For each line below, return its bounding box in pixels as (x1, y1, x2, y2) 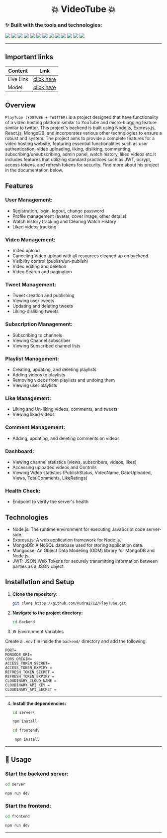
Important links (5, 52, 54, 61)
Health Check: (5, 487, 41, 494)
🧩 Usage (5, 755, 31, 764)
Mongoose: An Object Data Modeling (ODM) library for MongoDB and (12, 547, 155, 553)
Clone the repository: (12, 591, 58, 597)
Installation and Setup (5, 578, 75, 586)
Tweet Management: (5, 281, 56, 288)
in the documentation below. (5, 167, 64, 173)
